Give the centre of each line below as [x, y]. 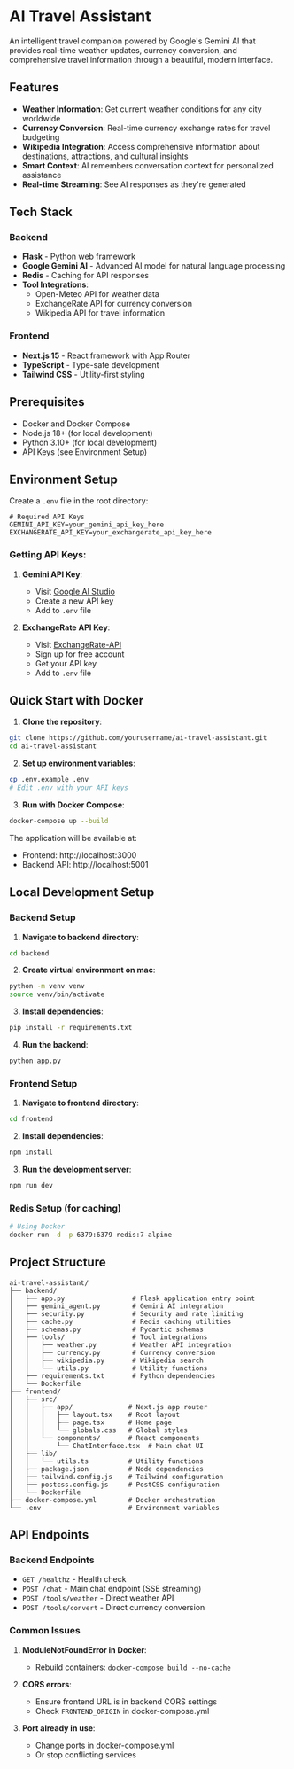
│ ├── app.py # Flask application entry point [132, 1298]
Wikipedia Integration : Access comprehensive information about [141, 146]
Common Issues [45, 1631]
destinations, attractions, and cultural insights [105, 156]
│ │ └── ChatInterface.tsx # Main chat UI [106, 1446]
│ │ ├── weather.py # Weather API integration [120, 1344]
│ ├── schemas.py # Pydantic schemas [106, 1329]
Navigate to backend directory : [80, 937]
